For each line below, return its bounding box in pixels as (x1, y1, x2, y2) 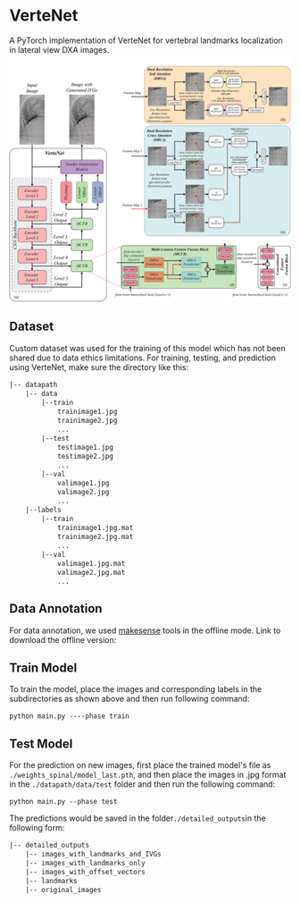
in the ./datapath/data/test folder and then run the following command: (9, 779, 276, 789)
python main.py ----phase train (9, 712, 129, 721)
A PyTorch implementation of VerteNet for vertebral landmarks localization (9, 35, 283, 46)
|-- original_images (25, 886, 102, 895)
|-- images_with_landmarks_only (25, 859, 146, 868)
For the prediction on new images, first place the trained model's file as (9, 760, 271, 771)
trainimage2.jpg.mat (56, 532, 134, 541)
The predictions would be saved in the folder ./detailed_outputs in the (9, 813, 266, 823)
